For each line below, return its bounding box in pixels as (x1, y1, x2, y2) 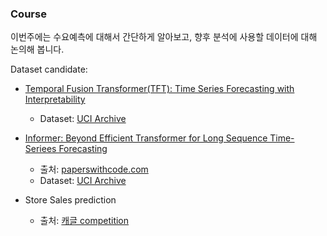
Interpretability (24, 93, 86, 106)
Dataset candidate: (10, 63, 88, 76)
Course (10, 7, 47, 21)
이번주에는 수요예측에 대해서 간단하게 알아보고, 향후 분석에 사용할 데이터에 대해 (10, 31, 318, 43)
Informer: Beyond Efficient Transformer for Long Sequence (24, 132, 268, 144)
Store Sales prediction (24, 194, 117, 206)
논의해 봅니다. (10, 43, 65, 56)
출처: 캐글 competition (39, 215, 130, 227)
